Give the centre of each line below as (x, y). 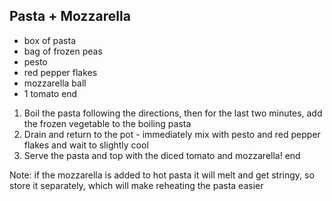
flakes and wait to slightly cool (86, 145)
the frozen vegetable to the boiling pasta (107, 123)
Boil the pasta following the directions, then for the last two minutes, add (173, 113)
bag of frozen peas (63, 51)
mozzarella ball (55, 83)
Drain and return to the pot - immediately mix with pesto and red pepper (172, 134)
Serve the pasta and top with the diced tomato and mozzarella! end (162, 155)
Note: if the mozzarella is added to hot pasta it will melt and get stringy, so (162, 175)
